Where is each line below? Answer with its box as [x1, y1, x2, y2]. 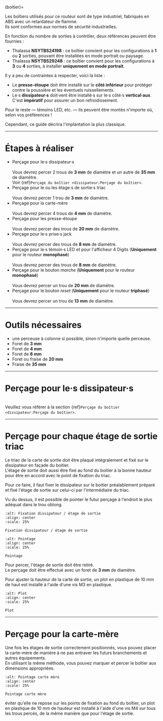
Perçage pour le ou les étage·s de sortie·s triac [12, 184, 106, 191]
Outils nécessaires [5, 320, 82, 331]
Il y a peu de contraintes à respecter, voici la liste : [5, 73, 105, 78]
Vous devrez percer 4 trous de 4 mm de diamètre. [12, 210, 113, 216]
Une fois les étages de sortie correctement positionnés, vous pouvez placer [5, 644, 157, 650]
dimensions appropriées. [5, 665, 55, 671]
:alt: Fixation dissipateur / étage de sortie [5, 511, 101, 516]
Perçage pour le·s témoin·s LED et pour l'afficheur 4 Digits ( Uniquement [12, 246, 157, 252]
